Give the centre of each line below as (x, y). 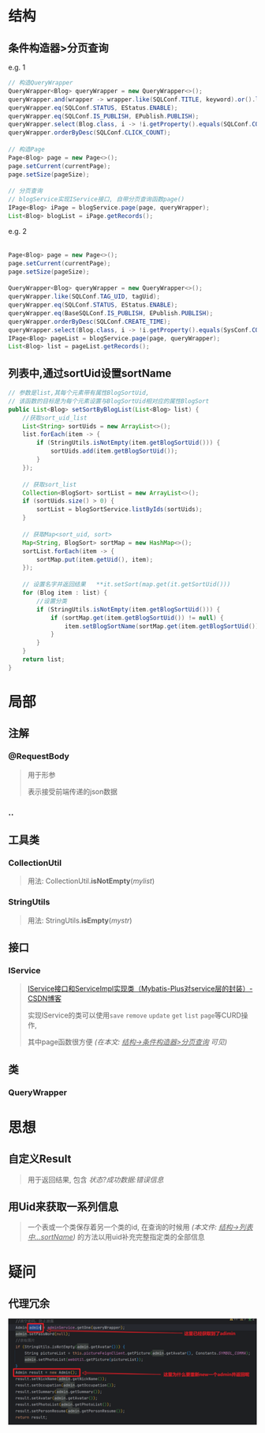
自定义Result (40, 1159)
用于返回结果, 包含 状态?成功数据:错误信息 (95, 1179)
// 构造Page (26, 149)
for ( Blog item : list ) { (65, 593)
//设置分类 (52, 601)
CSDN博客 (44, 999)
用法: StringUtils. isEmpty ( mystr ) (80, 920)
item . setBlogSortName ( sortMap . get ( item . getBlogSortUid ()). (163, 626)
